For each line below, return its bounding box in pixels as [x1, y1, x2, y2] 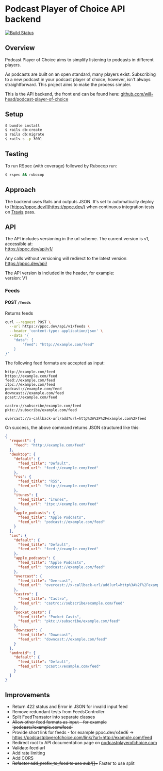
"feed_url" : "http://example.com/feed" [17, 484, 98, 489]
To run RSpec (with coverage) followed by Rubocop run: [5, 163, 117, 168]
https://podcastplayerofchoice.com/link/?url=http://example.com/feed [12, 735, 152, 740]
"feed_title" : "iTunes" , [17, 497, 68, 502]
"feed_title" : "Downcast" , [17, 632, 73, 637]
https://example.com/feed [5, 374, 57, 378]
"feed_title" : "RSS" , [17, 479, 62, 484]
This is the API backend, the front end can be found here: [5, 91, 120, 97]
